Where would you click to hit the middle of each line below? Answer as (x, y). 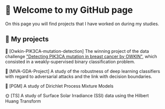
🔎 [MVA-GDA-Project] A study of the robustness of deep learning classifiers (82, 71)
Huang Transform (23, 101)
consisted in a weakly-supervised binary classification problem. (70, 62)
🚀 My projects (27, 39)
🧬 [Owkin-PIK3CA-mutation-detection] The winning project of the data (77, 51)
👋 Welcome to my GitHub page (69, 10)
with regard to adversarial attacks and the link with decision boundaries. (79, 76)
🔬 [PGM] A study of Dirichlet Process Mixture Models (59, 86)
